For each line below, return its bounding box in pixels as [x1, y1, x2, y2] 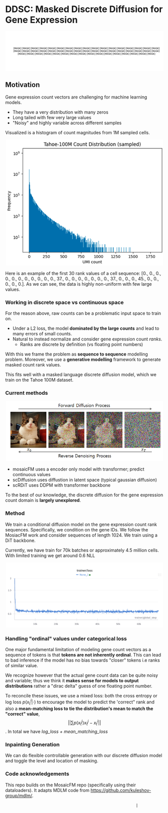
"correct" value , [5, 710, 40, 717]
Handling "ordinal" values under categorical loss [5, 635, 127, 642]
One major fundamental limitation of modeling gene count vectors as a [5, 647, 151, 653]
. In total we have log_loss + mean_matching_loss [5, 729, 108, 735]
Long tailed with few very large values [12, 114, 92, 120]
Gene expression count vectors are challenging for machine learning [5, 94, 147, 100]
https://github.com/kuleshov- [90, 787, 151, 793]
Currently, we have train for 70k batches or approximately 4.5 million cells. [5, 547, 159, 553]
